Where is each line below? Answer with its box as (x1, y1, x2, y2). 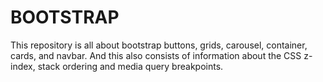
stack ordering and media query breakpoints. (37, 60, 224, 72)
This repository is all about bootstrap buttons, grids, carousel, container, (10, 39, 308, 51)
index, (10, 60, 36, 72)
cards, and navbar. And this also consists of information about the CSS (10, 49, 302, 61)
